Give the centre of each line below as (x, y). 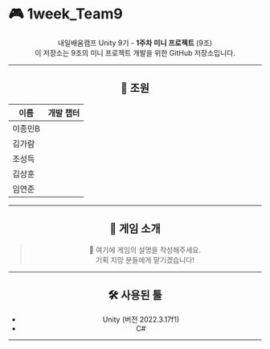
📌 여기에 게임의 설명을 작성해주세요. (145, 250)
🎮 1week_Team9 (65, 14)
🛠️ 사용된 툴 (135, 295)
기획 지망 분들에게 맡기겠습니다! (145, 260)
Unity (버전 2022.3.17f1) (141, 320)
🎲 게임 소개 (135, 229)
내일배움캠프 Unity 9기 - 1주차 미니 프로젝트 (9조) (135, 43)
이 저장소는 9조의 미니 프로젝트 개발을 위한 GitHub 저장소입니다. (135, 52)
